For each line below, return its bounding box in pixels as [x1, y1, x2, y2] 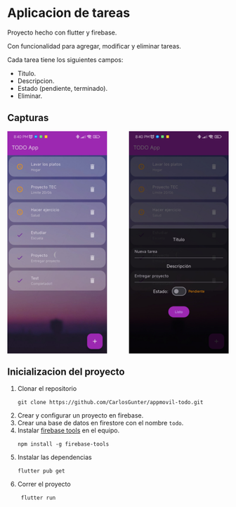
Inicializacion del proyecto [7, 366, 125, 377]
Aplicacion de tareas [7, 5, 131, 21]
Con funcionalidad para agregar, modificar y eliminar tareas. [7, 42, 181, 50]
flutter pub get [17, 468, 65, 475]
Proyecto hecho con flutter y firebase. [7, 28, 117, 37]
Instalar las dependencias [17, 453, 93, 462]
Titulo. [17, 69, 37, 77]
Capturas [7, 112, 49, 124]
